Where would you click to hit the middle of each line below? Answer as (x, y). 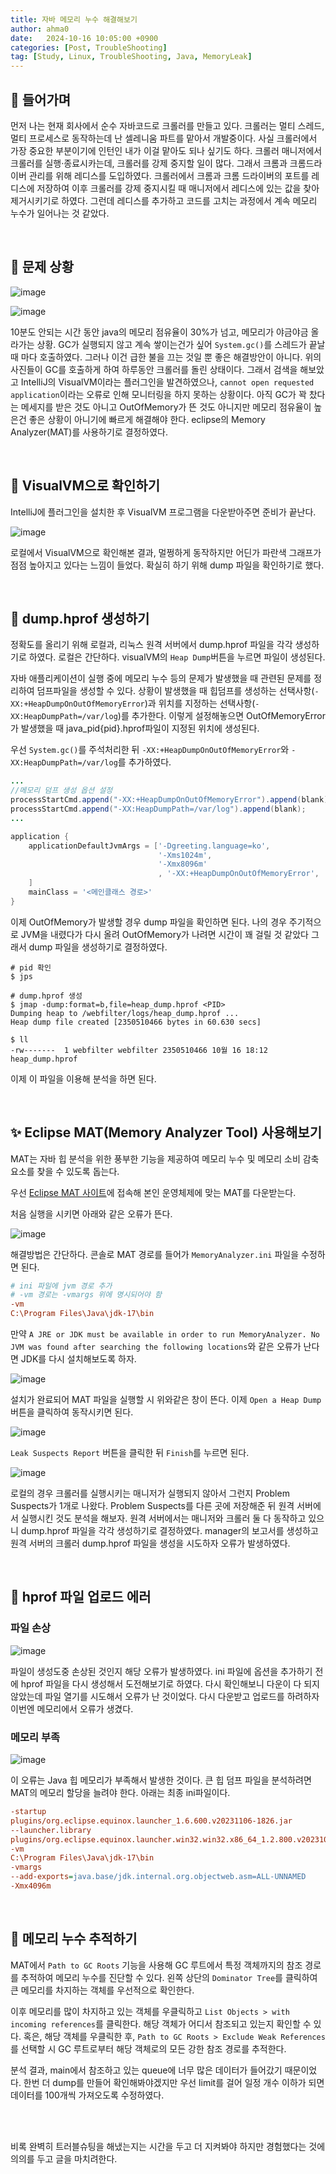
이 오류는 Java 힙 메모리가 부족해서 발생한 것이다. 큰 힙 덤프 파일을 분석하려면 (161, 1780)
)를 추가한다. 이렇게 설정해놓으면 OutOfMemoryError (221, 716)
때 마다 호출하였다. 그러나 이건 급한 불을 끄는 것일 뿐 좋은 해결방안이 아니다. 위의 (166, 357)
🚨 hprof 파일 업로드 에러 (81, 1597)
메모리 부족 (35, 1737)
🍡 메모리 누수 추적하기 (74, 1939)
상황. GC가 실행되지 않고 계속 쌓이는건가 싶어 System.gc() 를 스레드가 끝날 (181, 344)
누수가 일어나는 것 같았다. (60, 213)
